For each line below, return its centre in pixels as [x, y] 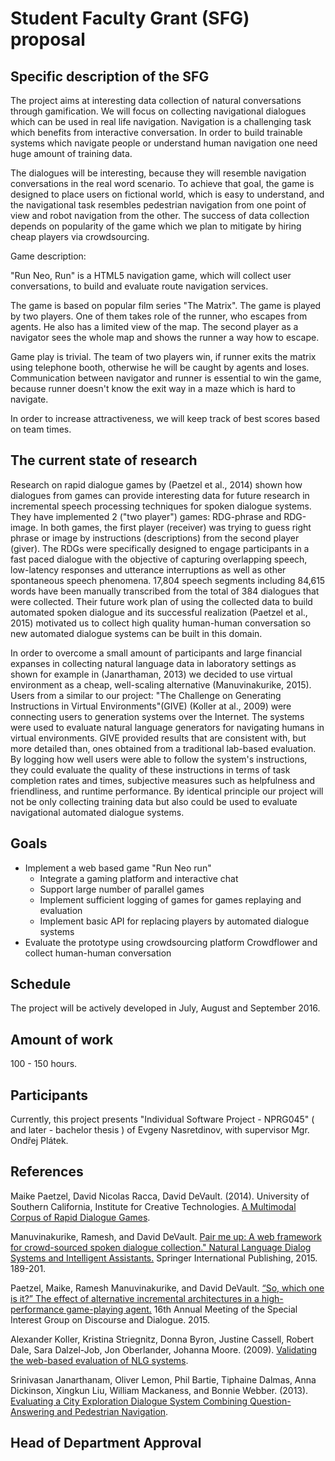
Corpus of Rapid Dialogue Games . [80, 1217]
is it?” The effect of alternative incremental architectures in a [135, 1298]
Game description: [48, 256]
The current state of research [104, 460]
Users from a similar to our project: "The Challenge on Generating [146, 695]
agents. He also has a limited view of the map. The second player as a [154, 326]
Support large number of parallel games [122, 889]
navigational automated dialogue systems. [97, 812]
